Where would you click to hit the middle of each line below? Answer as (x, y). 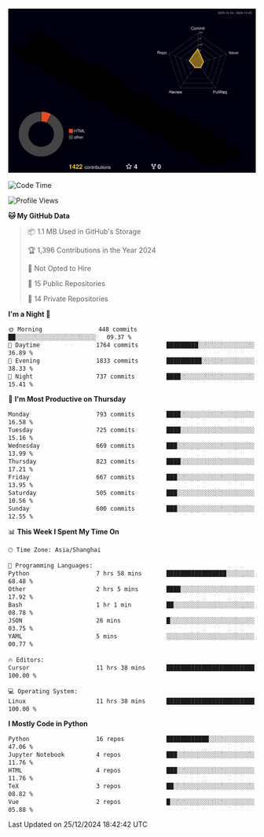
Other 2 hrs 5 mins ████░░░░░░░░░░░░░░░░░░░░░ (132, 589)
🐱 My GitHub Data (39, 216)
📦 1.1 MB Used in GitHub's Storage (84, 232)
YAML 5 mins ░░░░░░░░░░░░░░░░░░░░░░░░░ (132, 637)
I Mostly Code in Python (48, 724)
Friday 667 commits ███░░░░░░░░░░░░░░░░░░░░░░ (132, 477)
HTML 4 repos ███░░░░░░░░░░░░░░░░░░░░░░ (132, 771)
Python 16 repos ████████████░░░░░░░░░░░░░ (132, 740)
